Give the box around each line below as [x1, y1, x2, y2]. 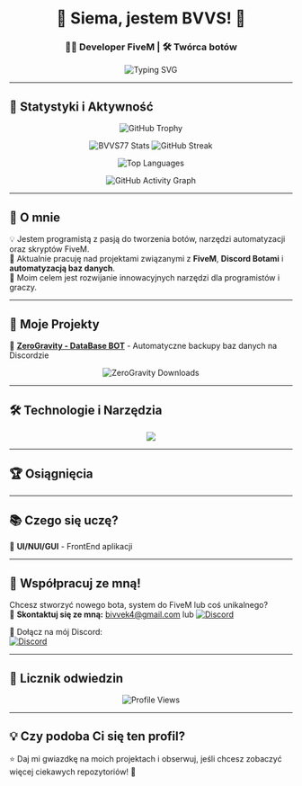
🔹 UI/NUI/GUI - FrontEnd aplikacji [9, 541, 133, 552]
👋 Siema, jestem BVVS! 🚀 [56, 8, 246, 29]
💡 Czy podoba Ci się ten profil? [9, 728, 186, 745]
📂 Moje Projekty [9, 317, 101, 332]
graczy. [9, 282, 38, 293]
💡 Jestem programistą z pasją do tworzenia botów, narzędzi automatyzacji [9, 234, 286, 245]
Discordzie [9, 350, 49, 361]
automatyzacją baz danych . [9, 263, 115, 273]
